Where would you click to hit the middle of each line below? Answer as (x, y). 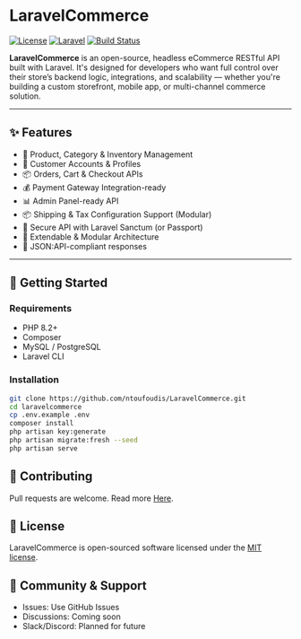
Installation (34, 380)
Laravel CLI (43, 356)
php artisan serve (43, 448)
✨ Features (41, 132)
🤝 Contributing (51, 477)
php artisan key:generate (57, 432)
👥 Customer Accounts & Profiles (82, 163)
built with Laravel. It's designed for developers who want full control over (144, 67)
